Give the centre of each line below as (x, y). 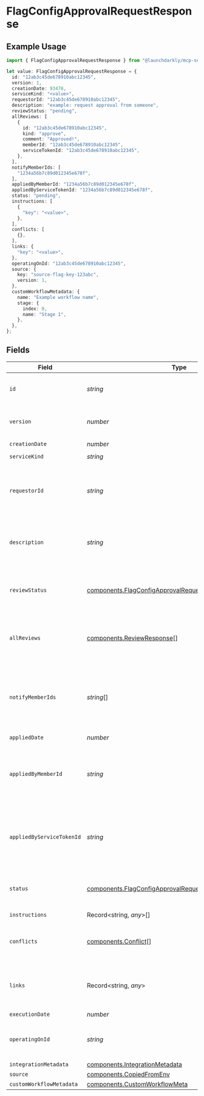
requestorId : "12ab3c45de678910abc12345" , (66, 100)
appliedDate (27, 737)
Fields (18, 350)
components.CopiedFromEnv (128, 1074)
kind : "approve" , (44, 134)
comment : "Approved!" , (51, 139)
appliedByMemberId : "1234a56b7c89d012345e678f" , (74, 184)
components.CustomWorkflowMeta (138, 1084)
